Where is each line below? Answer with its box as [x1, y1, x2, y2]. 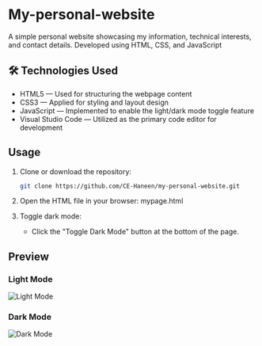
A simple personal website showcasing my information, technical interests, [8, 32, 252, 41]
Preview [8, 249, 50, 263]
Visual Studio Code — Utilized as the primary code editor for [19, 114, 218, 124]
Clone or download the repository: [19, 166, 132, 176]
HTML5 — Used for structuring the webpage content [19, 89, 192, 98]
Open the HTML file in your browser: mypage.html [19, 196, 184, 206]
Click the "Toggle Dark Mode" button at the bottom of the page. [31, 227, 240, 237]
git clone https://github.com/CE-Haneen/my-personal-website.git [19, 182, 240, 190]
